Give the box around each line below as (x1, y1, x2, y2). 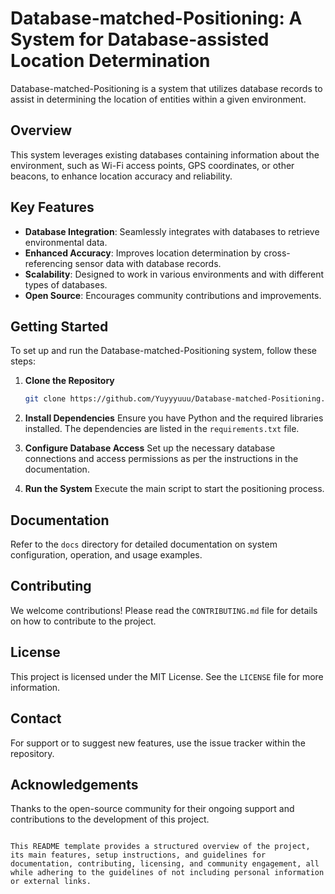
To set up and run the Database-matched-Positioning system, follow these (10, 345, 317, 357)
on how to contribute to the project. (10, 615, 157, 627)
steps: (10, 355, 36, 367)
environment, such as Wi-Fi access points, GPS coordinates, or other (10, 159, 295, 171)
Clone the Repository (24, 375, 115, 387)
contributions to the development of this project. (10, 813, 210, 826)
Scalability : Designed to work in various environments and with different (24, 268, 325, 280)
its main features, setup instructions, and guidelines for (10, 850, 267, 861)
